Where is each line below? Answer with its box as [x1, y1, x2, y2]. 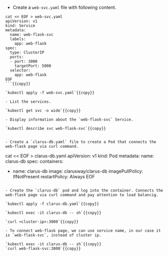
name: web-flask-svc [10, 32, 54, 37]
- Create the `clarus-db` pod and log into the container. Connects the [5, 188, 163, 193]
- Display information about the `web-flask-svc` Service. [5, 117, 134, 122]
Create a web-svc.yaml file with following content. [12, 5, 116, 10]
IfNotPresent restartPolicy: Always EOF [12, 174, 95, 179]
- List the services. [5, 99, 52, 104]
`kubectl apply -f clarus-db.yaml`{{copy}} [5, 201, 100, 206]
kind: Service [5, 23, 36, 28]
